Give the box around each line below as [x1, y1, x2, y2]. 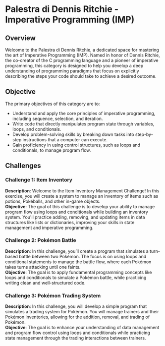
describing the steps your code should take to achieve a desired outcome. [5, 73, 157, 79]
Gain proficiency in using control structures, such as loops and [12, 142, 140, 148]
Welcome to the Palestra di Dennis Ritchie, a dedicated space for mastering [5, 47, 160, 53]
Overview [5, 34, 36, 42]
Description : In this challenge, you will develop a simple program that [5, 303, 147, 309]
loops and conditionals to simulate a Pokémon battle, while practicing [5, 274, 147, 281]
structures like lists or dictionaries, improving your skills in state [5, 219, 135, 225]
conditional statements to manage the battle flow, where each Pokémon [5, 259, 152, 265]
